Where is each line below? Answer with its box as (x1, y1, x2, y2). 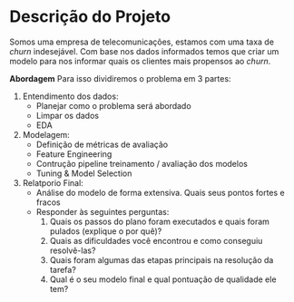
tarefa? (49, 264, 77, 275)
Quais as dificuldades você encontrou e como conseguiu (49, 235, 263, 246)
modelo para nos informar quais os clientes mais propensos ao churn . (9, 55, 271, 66)
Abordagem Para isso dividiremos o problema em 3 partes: (9, 73, 231, 83)
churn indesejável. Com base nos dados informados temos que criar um (9, 45, 279, 56)
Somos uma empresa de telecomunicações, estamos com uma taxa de (9, 36, 275, 47)
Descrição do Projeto (9, 6, 171, 27)
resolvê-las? (49, 245, 96, 256)
